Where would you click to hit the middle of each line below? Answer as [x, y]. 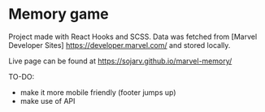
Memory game [59, 14]
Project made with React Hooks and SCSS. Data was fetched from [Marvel [133, 37]
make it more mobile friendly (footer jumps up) [98, 92]
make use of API [48, 101]
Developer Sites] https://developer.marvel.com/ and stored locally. [119, 45]
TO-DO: [22, 76]
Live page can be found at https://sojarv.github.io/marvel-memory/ [120, 61]
